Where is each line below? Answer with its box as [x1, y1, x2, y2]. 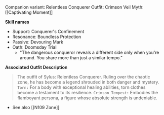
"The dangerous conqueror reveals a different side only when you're [19, 49, 160, 55]
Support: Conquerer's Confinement [12, 29, 84, 34]
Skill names [5, 19, 30, 25]
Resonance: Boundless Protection [12, 34, 82, 39]
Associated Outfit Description [5, 64, 68, 70]
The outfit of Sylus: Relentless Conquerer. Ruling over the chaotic [17, 74, 151, 79]
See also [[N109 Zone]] [12, 105, 60, 110]
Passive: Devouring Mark [12, 39, 64, 45]
